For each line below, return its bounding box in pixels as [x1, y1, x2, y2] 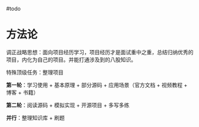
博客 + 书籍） [6, 89, 39, 96]
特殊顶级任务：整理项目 [6, 69, 64, 76]
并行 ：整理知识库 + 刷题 [6, 114, 65, 121]
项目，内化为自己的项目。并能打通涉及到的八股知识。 [6, 56, 137, 63]
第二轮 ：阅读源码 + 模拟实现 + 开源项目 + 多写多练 [6, 101, 129, 109]
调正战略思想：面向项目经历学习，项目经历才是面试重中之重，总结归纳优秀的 [6, 48, 194, 55]
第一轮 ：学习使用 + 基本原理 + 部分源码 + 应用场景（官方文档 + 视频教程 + [6, 81, 188, 88]
